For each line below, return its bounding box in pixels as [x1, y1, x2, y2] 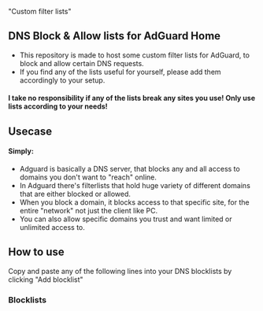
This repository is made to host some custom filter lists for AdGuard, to [19, 50, 250, 60]
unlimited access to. [19, 223, 85, 231]
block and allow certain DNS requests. [19, 58, 144, 68]
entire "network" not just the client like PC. [19, 206, 158, 215]
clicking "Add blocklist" [8, 275, 84, 284]
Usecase [8, 124, 53, 138]
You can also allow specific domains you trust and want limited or [19, 214, 232, 224]
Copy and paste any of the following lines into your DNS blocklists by [8, 266, 232, 276]
